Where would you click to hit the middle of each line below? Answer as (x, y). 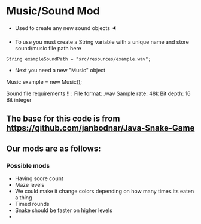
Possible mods (28, 165)
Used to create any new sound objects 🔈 (66, 28)
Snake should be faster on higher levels (63, 210)
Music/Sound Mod (53, 11)
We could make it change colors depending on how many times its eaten (104, 191)
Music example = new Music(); (44, 81)
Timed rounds (32, 204)
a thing (23, 198)
